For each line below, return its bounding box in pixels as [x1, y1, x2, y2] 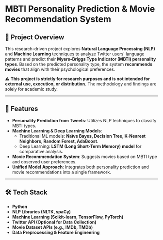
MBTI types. [12, 123, 36, 128]
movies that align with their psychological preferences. [5, 66, 115, 72]
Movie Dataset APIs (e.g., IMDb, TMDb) [12, 224, 93, 230]
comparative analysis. [19, 148, 64, 154]
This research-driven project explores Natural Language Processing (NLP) [5, 46, 155, 51]
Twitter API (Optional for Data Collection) [12, 219, 97, 225]
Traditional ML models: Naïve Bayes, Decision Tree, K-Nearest [19, 133, 146, 139]
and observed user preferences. [12, 159, 77, 164]
